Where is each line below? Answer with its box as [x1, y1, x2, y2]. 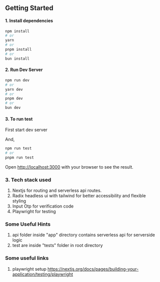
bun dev [5, 106, 21, 110]
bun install [5, 56, 30, 61]
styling [12, 198, 26, 204]
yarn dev [5, 87, 23, 92]
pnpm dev [5, 96, 23, 101]
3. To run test [5, 116, 33, 122]
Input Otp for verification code [12, 203, 74, 209]
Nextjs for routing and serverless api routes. [12, 187, 102, 194]
